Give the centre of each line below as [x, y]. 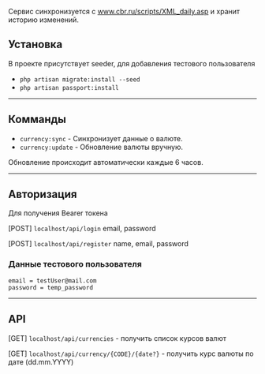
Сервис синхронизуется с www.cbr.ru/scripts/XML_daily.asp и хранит [124, 11]
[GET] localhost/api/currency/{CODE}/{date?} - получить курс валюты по [131, 353]
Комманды [37, 120]
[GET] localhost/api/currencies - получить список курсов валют [118, 338]
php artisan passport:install [69, 88]
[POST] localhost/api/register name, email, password [99, 244]
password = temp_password [50, 287]
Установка [35, 45]
